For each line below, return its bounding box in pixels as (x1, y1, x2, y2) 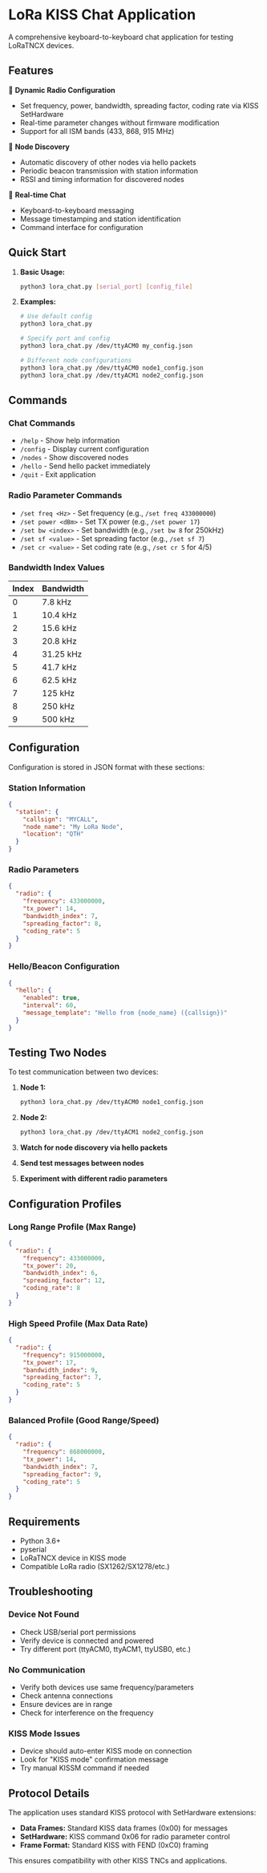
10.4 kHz (42, 609, 78, 621)
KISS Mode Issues (8, 1728, 80, 1739)
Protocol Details (8, 1786, 90, 1800)
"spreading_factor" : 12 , (22, 1276, 106, 1284)
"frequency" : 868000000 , (22, 1448, 106, 1456)
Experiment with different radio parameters (19, 1174, 168, 1183)
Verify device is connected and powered (19, 1636, 154, 1645)
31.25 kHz (42, 648, 83, 659)
